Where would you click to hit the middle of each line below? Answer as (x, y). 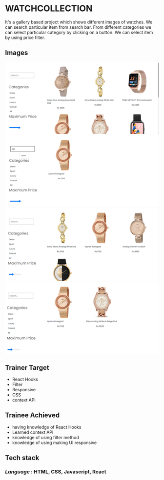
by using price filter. (25, 38)
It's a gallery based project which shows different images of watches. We (79, 22)
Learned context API (33, 432)
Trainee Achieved (32, 415)
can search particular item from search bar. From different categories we (78, 27)
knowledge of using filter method (45, 437)
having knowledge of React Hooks (47, 427)
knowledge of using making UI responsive (54, 442)
